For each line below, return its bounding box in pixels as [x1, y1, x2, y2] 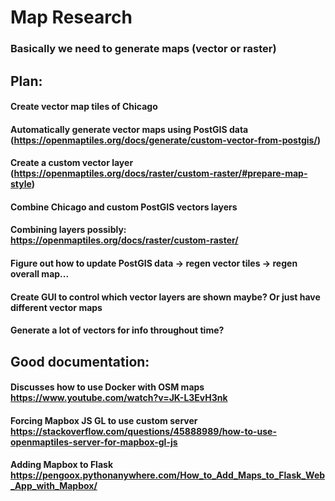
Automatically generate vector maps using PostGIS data [10, 123, 249, 135]
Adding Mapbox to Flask [10, 459, 114, 471]
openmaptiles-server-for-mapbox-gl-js [10, 436, 178, 448]
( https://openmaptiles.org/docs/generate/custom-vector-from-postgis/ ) [10, 134, 322, 146]
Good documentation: [10, 353, 150, 370]
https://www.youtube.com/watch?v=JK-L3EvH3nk [10, 392, 228, 404]
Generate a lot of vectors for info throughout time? [10, 324, 225, 336]
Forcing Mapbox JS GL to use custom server [10, 414, 198, 426]
